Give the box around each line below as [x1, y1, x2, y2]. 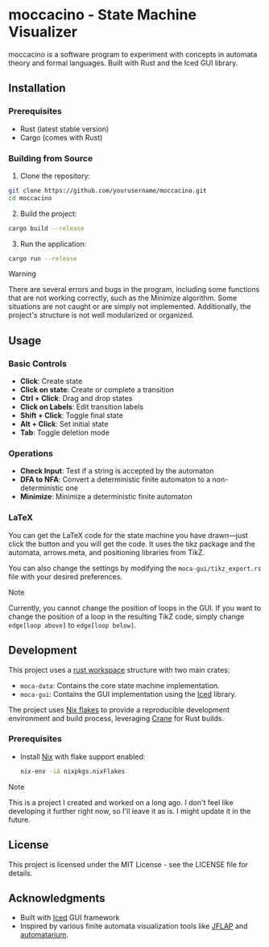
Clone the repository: [19, 171, 91, 181]
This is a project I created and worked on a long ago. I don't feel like [8, 797, 234, 807]
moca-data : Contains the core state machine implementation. [19, 680, 220, 690]
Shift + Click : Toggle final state [19, 411, 123, 420]
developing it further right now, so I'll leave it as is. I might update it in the [8, 806, 251, 816]
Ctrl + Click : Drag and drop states [19, 394, 133, 403]
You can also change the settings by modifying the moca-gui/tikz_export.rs [8, 563, 262, 573]
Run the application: [19, 239, 87, 248]
